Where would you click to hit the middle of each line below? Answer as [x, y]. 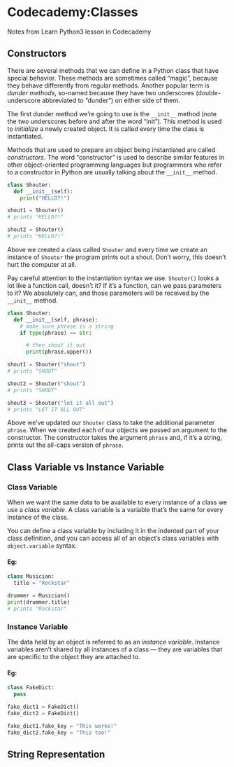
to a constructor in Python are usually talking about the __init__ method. [112, 172]
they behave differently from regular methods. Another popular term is [108, 85]
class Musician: [31, 576]
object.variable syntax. [42, 546]
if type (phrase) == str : [56, 333]
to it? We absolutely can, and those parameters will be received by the [108, 293]
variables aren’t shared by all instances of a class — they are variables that [115, 649]
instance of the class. [38, 517]
